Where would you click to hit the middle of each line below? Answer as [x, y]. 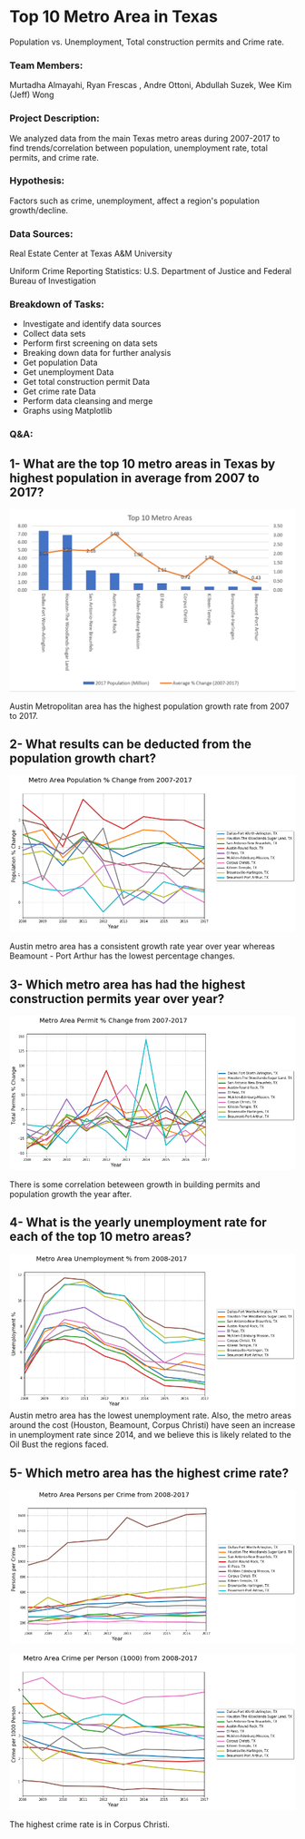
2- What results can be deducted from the [131, 744]
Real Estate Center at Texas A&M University [91, 254]
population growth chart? [83, 758]
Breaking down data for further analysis [97, 353]
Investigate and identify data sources [92, 324]
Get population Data [60, 363]
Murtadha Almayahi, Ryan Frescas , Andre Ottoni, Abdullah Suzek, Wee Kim [151, 85]
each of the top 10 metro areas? [101, 1237]
